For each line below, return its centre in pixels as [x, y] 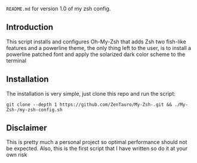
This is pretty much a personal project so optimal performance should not [97, 142]
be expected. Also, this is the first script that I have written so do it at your [97, 149]
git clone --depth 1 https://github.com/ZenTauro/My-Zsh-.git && [89, 104]
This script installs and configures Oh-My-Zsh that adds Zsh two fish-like [96, 42]
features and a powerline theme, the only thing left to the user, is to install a [99, 48]
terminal [16, 60]
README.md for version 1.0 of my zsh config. [59, 9]
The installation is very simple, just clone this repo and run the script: [91, 93]
